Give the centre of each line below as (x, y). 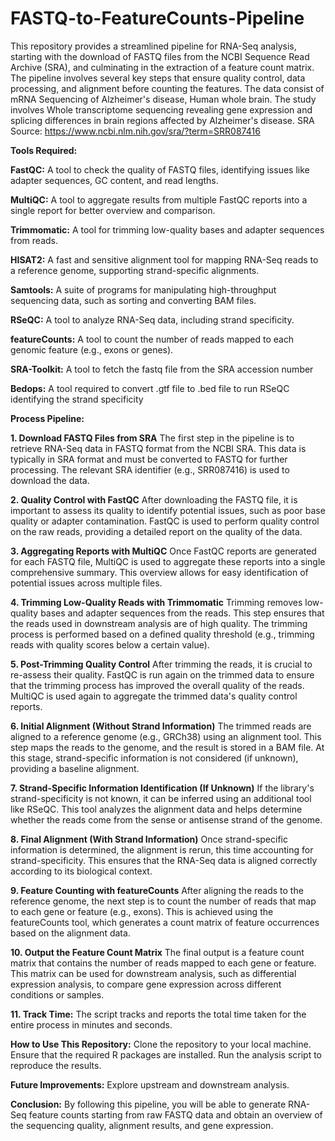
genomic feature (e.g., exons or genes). (92, 349)
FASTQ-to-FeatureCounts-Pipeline (157, 18)
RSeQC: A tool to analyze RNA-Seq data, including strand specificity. (152, 319)
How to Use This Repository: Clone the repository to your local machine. (161, 1044)
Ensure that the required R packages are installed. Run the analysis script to (166, 1054)
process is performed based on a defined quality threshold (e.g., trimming (162, 634)
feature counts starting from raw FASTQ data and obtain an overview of (175, 1114)
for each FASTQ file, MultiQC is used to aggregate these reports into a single (168, 561)
